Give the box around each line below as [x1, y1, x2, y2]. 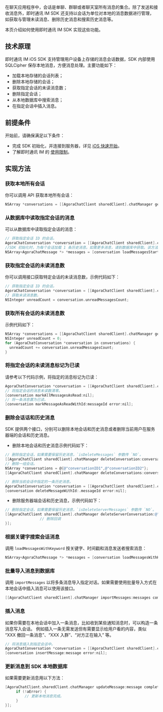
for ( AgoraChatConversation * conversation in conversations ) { [5, 340, 136, 346]
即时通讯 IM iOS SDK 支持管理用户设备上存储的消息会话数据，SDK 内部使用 [5, 56, 155, 62]
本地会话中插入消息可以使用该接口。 [5, 585, 78, 591]
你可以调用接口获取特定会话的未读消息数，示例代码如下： [5, 274, 120, 280]
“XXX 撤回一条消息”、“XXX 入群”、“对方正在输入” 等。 [5, 632, 114, 638]
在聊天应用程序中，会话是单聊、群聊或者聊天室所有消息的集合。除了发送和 [5, 4, 154, 10]
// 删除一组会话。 [5, 461, 37, 466]
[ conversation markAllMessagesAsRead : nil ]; [5, 393, 95, 398]
